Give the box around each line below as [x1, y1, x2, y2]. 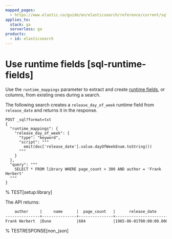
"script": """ [18, 139, 50, 144]
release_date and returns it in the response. [5, 107, 98, 113]
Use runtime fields [5, 59, 85, 70]
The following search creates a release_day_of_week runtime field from [5, 101, 155, 108]
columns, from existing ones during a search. [5, 91, 101, 98]
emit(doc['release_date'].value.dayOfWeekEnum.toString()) [24, 144, 153, 149]
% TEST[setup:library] [5, 189, 53, 195]
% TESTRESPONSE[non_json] [5, 228, 69, 234]
